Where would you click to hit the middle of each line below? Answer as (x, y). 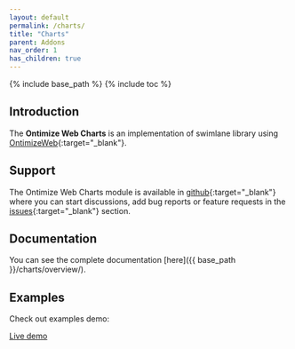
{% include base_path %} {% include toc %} (90, 84)
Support (32, 171)
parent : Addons (37, 42)
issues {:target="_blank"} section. (70, 210)
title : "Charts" (39, 34)
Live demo (28, 336)
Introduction (44, 112)
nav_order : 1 (33, 51)
